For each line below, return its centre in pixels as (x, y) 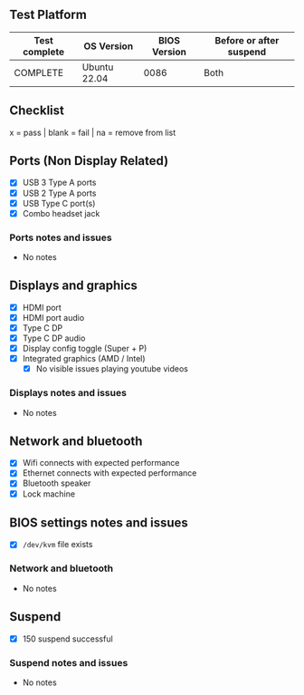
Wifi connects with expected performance (101, 463)
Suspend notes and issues (69, 662)
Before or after (247, 40)
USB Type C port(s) (59, 203)
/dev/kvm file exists (57, 545)
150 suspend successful (67, 639)
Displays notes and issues (68, 393)
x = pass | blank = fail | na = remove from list (93, 132)
